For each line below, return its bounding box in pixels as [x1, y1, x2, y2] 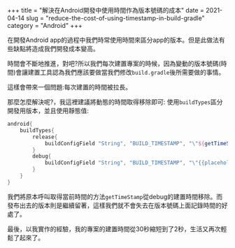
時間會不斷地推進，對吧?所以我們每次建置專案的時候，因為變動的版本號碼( [7, 59, 222, 68]
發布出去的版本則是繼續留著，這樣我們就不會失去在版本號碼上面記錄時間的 [7, 201, 222, 210]
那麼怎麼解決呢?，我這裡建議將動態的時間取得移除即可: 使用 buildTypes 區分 [7, 98, 223, 106]
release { [32, 133, 58, 140]
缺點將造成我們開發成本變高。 [13, 45, 99, 52]
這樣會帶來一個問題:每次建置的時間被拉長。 [7, 83, 132, 91]
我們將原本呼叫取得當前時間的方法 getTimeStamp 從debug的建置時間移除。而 [7, 192, 223, 200]
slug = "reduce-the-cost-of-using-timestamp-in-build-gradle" [25, 14, 205, 22]
